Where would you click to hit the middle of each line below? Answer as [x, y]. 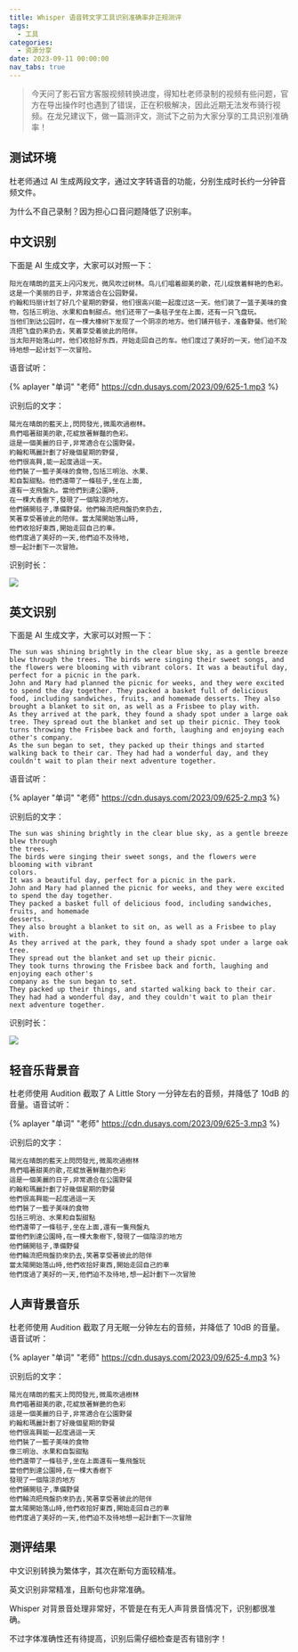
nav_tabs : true [37, 68]
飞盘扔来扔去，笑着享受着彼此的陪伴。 [82, 331]
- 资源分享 [35, 51]
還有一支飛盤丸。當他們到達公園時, [64, 490]
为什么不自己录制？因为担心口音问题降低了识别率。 [103, 211]
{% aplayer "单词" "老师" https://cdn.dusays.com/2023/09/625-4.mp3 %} [145, 1357]
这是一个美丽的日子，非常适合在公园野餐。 [76, 293]
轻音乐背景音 [44, 1070]
